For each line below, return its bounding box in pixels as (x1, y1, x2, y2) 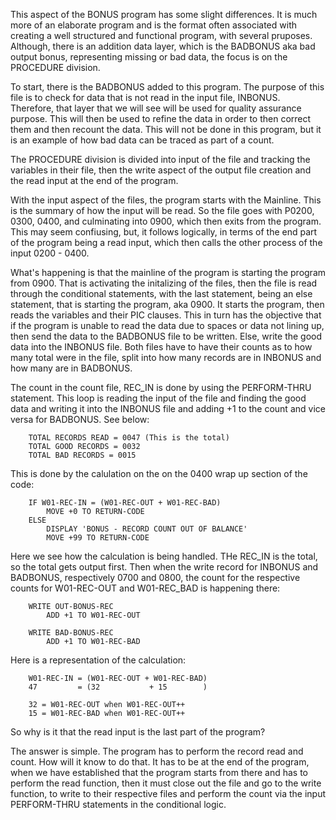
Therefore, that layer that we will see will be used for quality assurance (10, 102, 302, 114)
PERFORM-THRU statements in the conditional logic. (10, 799, 227, 810)
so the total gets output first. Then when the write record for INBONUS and (10, 561, 319, 573)
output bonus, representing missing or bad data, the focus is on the (10, 51, 288, 63)
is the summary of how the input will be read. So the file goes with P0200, (10, 205, 315, 216)
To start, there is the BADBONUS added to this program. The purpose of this (10, 81, 325, 93)
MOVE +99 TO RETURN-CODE (46, 533, 150, 543)
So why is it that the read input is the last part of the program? (10, 726, 266, 738)
